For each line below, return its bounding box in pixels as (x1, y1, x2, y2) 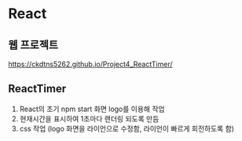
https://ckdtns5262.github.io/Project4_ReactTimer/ (8, 60, 173, 69)
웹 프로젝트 (8, 38, 59, 51)
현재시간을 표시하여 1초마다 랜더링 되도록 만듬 (19, 113, 159, 123)
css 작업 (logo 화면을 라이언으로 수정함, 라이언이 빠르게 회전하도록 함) (19, 124, 234, 133)
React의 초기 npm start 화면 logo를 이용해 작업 (19, 104, 165, 113)
